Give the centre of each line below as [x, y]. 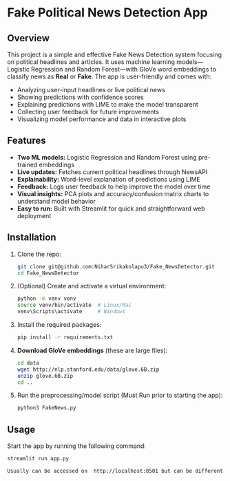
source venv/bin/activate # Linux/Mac [74, 305]
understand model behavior [56, 201]
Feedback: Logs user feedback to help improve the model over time [114, 186]
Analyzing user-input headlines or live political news [91, 90]
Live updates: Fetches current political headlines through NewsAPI [112, 172]
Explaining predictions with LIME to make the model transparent [107, 104]
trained [27, 164]
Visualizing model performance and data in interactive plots [102, 119]
